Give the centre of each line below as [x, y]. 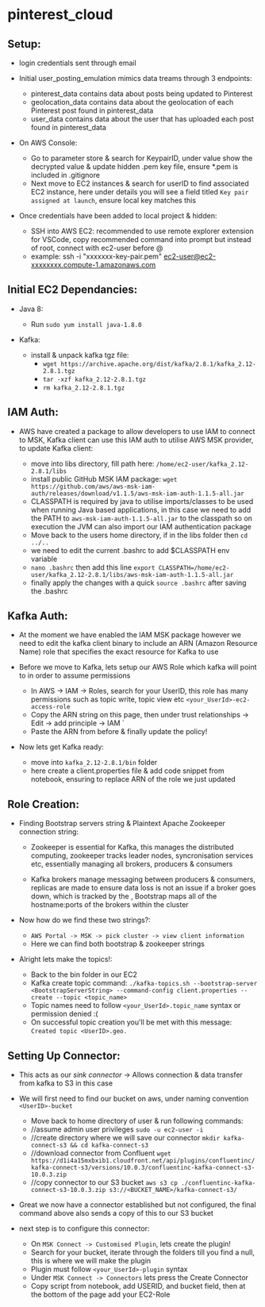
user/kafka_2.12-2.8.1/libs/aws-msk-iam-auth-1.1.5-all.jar [132, 575]
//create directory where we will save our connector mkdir [125, 1138]
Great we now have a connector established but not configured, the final [137, 1205]
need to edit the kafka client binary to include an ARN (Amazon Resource [138, 644]
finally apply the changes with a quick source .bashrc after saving [138, 582]
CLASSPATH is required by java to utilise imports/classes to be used [142, 501]
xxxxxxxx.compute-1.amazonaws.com [93, 265]
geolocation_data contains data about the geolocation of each [132, 102]
